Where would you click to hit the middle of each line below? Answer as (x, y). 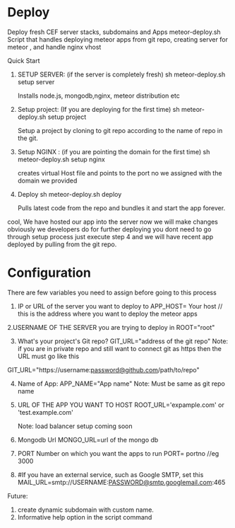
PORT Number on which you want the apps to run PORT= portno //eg (118, 453)
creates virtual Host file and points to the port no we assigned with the (120, 173)
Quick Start (24, 60)
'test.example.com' (46, 412)
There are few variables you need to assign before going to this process (112, 292)
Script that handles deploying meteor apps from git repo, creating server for (117, 39)
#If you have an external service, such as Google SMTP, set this (110, 474)
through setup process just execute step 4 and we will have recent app (110, 236)
